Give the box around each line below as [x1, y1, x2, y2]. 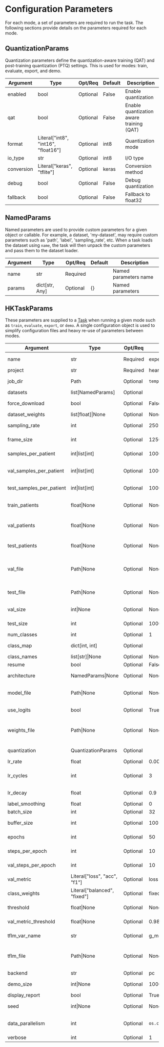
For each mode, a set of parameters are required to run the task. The [5, 20, 143, 26]
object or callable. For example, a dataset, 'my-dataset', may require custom [5, 232, 158, 237]
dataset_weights [7, 411, 45, 418]
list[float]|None [70, 411, 106, 418]
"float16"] [38, 146, 61, 153]
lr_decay [7, 789, 27, 796]
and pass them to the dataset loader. [5, 247, 79, 253]
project [7, 367, 24, 374]
